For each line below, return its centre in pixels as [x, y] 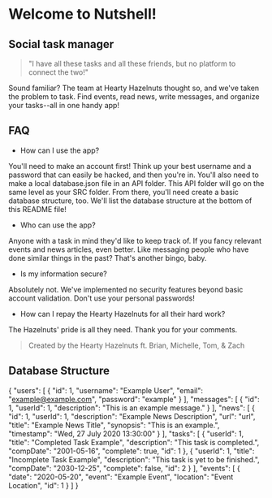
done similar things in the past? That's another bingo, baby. [108, 258]
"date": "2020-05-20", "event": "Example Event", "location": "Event [121, 477]
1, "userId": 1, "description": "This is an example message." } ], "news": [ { [132, 408]
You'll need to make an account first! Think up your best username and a [130, 166]
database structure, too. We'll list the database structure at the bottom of [130, 201]
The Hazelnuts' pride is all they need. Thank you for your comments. [123, 329]
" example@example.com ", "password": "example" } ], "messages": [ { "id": [134, 399]
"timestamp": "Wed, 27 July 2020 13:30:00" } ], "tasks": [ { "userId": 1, [126, 433]
